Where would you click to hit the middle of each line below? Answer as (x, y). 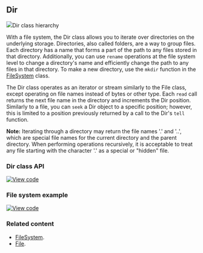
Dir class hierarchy (36, 25)
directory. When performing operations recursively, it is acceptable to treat (99, 144)
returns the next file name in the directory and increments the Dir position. (99, 100)
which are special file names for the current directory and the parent (92, 137)
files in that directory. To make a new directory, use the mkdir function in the (101, 69)
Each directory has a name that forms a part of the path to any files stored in (101, 50)
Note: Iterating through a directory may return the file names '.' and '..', (94, 131)
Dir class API (25, 166)
